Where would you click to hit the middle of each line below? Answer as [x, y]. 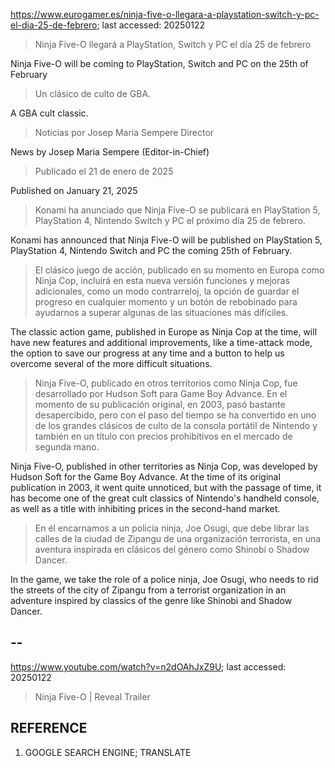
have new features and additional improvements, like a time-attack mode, [161, 342]
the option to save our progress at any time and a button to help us [147, 353]
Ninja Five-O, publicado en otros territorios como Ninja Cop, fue [166, 383]
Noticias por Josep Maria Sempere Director [124, 132]
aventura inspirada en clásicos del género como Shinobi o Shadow [172, 549]
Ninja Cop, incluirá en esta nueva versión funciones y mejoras [162, 280]
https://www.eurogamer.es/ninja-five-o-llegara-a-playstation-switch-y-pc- [165, 14]
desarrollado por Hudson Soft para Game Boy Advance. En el [161, 393]
